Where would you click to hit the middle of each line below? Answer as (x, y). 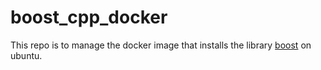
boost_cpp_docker (89, 17)
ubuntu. (26, 55)
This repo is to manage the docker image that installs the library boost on (161, 45)
